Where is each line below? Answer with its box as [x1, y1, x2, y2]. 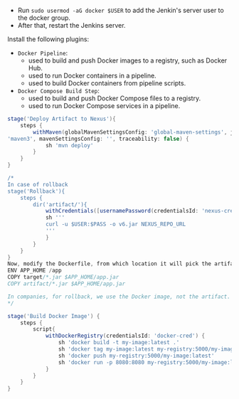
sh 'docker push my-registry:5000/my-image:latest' [58, 352, 215, 359]
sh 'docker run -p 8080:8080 [58, 358, 144, 366]
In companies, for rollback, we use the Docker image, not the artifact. [7, 293, 231, 300]
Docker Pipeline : [17, 49, 68, 57]
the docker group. [17, 14, 71, 22]
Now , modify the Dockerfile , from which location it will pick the [7, 260, 212, 267]
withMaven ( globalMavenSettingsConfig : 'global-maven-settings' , [33, 128, 228, 136]
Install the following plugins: [7, 35, 90, 43]
